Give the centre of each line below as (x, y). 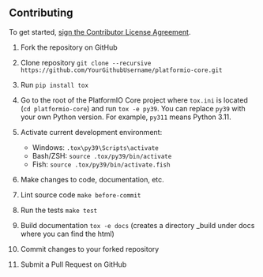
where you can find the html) (68, 234)
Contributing (41, 13)
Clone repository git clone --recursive (86, 62)
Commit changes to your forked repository (90, 249)
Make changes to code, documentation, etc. (92, 179)
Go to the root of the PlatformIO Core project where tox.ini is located (134, 100)
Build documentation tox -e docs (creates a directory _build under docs (137, 225)
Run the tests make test (59, 210)
